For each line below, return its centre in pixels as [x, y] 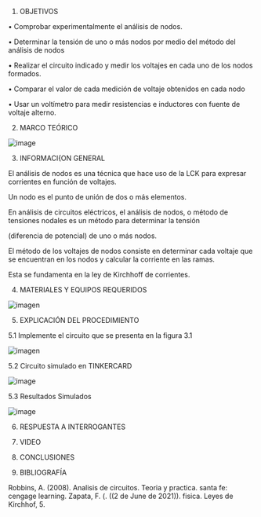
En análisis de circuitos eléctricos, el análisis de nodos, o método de [118, 212]
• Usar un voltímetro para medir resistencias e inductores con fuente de [124, 104]
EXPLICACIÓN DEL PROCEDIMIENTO [79, 320]
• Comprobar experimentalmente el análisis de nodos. [95, 26]
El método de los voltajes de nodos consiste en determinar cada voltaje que [130, 251]
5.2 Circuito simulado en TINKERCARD [70, 366]
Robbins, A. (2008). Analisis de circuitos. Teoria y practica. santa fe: [118, 488]
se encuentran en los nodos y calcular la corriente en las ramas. [112, 259]
